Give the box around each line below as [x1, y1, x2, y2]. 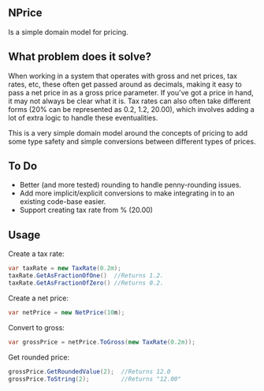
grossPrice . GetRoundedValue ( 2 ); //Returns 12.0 [8, 367, 171, 375]
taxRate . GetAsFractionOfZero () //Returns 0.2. [8, 279, 164, 287]
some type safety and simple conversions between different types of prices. [8, 136, 256, 146]
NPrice [8, 6, 43, 20]
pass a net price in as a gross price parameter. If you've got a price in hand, [8, 88, 254, 97]
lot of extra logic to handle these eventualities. [8, 113, 158, 122]
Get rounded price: [8, 352, 69, 362]
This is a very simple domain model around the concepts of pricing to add [8, 128, 248, 137]
